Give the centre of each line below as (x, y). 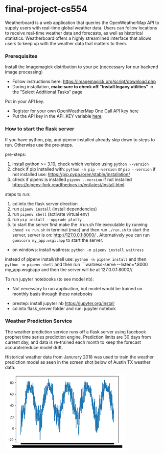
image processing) (24, 72)
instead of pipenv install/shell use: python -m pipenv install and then (76, 259)
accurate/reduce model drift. (34, 347)
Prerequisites (21, 56)
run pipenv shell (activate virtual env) (51, 214)
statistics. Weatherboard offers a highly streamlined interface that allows (78, 38)
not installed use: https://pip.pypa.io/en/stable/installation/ (71, 174)
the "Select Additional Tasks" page (47, 92)
